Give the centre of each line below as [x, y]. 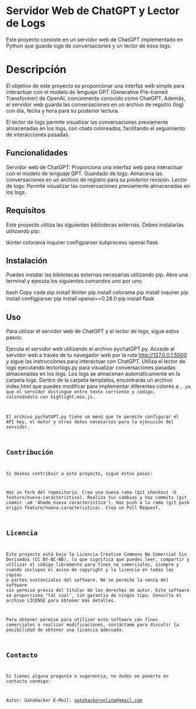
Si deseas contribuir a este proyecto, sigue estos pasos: [80, 474]
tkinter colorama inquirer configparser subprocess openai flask [82, 242]
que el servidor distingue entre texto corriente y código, [81, 392]
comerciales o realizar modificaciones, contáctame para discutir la [93, 624]
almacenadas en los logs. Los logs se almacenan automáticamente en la [93, 374]
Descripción [36, 70]
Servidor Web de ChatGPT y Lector [93, 11]
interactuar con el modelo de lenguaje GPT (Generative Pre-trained [87, 92]
